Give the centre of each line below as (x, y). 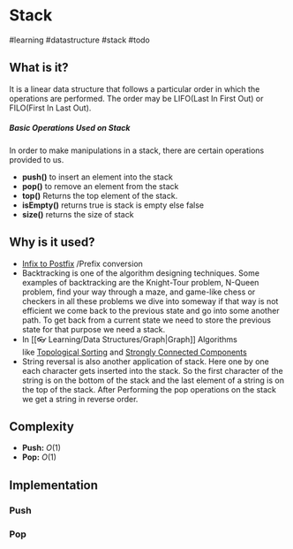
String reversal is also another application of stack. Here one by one (145, 361)
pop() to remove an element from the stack (100, 186)
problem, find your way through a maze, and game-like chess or (139, 292)
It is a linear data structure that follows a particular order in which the (135, 88)
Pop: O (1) (39, 457)
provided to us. (37, 159)
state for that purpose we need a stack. (94, 329)
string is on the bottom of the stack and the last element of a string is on (153, 380)
